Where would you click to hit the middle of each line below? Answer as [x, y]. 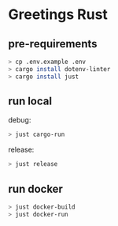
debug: [20, 120]
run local [30, 102]
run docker [35, 188]
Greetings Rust [58, 15]
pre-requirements [53, 44]
